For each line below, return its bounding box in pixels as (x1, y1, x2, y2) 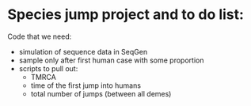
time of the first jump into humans (30, 81, 142, 90)
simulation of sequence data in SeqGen (18, 47, 148, 56)
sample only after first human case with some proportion (18, 55, 204, 65)
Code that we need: (7, 32, 72, 41)
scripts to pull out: (18, 63, 78, 73)
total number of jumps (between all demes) (30, 89, 172, 98)
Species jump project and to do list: (7, 6, 245, 24)
